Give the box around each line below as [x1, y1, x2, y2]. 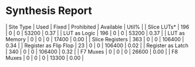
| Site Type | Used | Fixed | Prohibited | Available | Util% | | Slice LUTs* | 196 [5, 23, 190, 30]
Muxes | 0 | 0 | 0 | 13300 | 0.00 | [5, 54, 84, 61]
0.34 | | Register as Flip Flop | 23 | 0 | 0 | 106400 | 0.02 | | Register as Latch [5, 42, 189, 49]
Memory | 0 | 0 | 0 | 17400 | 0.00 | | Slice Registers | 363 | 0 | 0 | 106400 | [5, 36, 184, 43]
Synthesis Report [5, 4, 92, 17]
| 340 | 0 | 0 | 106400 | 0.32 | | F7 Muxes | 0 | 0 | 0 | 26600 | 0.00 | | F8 [5, 48, 178, 55]
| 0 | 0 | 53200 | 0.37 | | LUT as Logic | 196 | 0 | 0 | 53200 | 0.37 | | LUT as [5, 29, 185, 36]
